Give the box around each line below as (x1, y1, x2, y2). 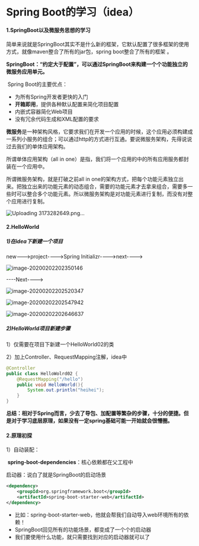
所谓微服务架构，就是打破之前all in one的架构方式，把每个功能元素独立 (6, 175, 179, 183)
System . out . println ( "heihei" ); (27, 387, 105, 393)
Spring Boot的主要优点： (7, 81, 68, 88)
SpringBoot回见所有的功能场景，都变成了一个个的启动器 (14, 526, 152, 533)
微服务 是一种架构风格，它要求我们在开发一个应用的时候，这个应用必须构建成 (6, 128, 193, 135)
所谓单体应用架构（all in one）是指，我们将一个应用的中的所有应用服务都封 (6, 155, 190, 163)
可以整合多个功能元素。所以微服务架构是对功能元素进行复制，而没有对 (16, 190, 188, 197)
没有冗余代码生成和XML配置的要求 (14, 116, 99, 123)
